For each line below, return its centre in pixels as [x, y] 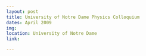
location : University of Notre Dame [52, 34]
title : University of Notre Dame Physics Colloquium [73, 17]
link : [13, 39]
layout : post [22, 11]
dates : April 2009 [29, 22]
